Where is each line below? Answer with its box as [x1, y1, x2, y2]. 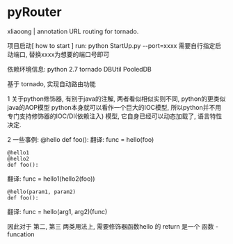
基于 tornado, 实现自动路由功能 [7, 79, 96, 88]
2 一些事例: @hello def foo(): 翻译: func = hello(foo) [7, 135, 154, 143]
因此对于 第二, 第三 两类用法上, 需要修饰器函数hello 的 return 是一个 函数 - [7, 222, 219, 230]
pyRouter [7, 4, 62, 20]
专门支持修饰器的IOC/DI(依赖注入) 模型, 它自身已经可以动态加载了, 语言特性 [7, 112, 223, 120]
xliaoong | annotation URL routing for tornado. [7, 27, 139, 35]
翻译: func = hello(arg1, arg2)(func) [7, 207, 108, 215]
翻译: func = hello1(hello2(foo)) [7, 174, 95, 183]
